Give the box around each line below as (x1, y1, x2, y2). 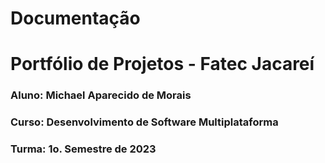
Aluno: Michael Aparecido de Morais (10, 88, 192, 102)
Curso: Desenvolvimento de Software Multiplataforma (10, 115, 279, 129)
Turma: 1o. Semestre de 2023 (10, 142, 157, 156)
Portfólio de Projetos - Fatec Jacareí (10, 53, 315, 76)
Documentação (10, 7, 141, 30)
